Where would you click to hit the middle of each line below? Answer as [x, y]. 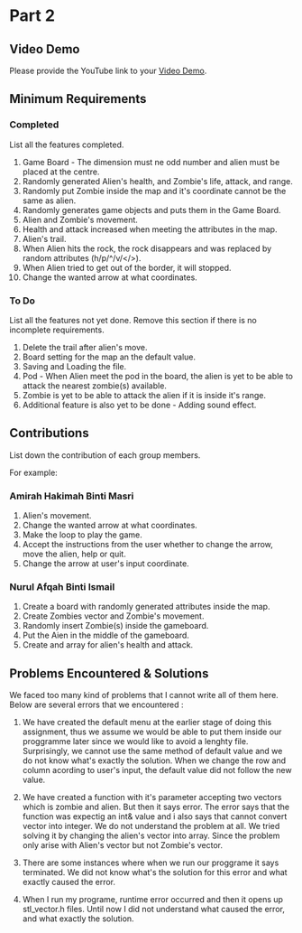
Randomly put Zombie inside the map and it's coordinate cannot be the [154, 191]
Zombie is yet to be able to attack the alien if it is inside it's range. [144, 395]
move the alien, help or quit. [74, 554]
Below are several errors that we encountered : [96, 704]
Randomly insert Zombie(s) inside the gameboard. [115, 626]
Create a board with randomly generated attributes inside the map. [146, 607]
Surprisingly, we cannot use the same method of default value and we [152, 751]
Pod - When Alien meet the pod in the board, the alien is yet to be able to [158, 376]
